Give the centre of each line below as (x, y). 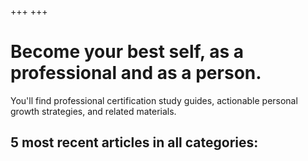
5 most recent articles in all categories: (134, 142)
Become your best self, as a (127, 52)
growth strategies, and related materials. (93, 111)
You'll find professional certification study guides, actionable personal (154, 100)
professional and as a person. (136, 73)
